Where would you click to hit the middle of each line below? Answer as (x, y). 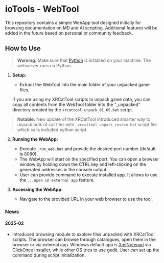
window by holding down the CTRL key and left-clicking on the (83, 164)
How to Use (23, 48)
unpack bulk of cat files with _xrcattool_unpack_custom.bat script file (87, 124)
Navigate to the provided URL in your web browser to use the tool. (86, 199)
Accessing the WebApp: (37, 189)
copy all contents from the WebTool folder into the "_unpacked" (76, 105)
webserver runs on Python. (45, 65)
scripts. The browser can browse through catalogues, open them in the (84, 239)
